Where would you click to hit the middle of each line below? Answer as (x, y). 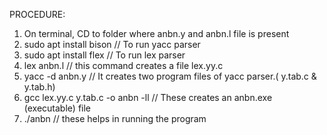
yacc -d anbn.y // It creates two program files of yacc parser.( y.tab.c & (170, 76)
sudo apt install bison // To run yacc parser (112, 44)
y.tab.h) (39, 87)
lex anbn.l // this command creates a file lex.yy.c (123, 65)
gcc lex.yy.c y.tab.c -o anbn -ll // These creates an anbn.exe (148, 97)
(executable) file (57, 108)
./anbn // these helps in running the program (115, 118)
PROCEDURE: (37, 14)
